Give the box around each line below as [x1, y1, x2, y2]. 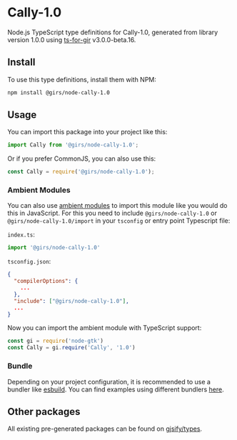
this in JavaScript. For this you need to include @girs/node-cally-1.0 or [7, 209, 218, 218]
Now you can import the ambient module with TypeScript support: [7, 324, 202, 332]
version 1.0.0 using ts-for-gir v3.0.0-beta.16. [7, 35, 136, 44]
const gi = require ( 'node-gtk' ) [7, 337, 104, 345]
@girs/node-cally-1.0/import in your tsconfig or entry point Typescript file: [7, 216, 231, 225]
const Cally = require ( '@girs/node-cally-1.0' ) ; [7, 169, 155, 176]
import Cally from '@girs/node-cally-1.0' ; [7, 141, 139, 149]
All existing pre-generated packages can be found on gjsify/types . [7, 424, 202, 433]
